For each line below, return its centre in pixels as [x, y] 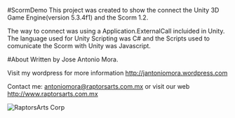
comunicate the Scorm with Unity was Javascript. [79, 46]
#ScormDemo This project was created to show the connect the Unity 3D [113, 10]
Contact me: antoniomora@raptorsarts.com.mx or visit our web [99, 86]
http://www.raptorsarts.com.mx [53, 94]
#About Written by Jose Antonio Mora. [63, 59]
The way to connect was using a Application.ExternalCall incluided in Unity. [116, 31]
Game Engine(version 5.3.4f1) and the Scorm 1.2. [78, 17]
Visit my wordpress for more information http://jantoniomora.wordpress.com [117, 73]
